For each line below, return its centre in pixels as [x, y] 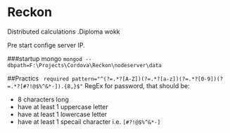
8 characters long [43, 99]
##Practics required [38, 78]
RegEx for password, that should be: [137, 85]
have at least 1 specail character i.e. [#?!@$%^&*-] [89, 121]
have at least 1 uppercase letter [63, 106]
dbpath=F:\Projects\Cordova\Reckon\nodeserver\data [84, 65]
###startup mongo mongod [45, 58]
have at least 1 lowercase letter [62, 114]
